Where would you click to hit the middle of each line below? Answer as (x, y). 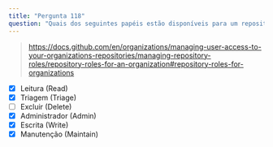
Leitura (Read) (44, 88)
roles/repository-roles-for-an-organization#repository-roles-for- (136, 64)
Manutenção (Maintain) (59, 134)
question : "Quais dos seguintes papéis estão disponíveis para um (123, 24)
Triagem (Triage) (48, 97)
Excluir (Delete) (46, 106)
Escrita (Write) (44, 125)
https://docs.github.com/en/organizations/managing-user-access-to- (145, 46)
